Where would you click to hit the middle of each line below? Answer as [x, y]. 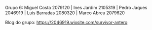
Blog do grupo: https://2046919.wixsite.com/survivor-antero [66, 22]
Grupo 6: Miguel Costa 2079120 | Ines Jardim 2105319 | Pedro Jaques [76, 8]
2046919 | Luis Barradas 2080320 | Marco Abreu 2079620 [65, 13]
